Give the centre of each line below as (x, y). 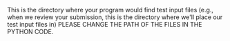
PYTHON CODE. (30, 31)
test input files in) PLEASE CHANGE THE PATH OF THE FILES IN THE (105, 24)
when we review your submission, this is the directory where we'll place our (115, 17)
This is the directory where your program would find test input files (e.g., (111, 10)
